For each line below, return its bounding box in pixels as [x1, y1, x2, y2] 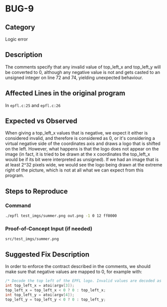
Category [5, 23, 35, 31]
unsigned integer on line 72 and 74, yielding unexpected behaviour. [5, 74, 144, 80]
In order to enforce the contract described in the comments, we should [5, 263, 151, 269]
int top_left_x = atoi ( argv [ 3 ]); [5, 283, 75, 288]
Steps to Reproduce [5, 187, 68, 195]
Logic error [5, 36, 28, 42]
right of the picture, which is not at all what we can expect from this [5, 167, 144, 173]
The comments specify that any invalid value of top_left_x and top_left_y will [5, 63, 161, 70]
